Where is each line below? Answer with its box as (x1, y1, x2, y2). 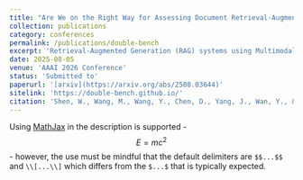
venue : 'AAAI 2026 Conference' (9, 64, 127, 73)
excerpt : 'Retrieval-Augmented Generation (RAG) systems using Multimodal (9, 47, 297, 56)
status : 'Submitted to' (9, 72, 99, 81)
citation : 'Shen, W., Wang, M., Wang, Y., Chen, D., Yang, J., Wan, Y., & (9, 96, 297, 106)
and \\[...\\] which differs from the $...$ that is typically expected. (9, 161, 266, 172)
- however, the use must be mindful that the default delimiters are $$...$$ (9, 151, 283, 162)
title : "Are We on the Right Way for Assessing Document (9, 13, 228, 22)
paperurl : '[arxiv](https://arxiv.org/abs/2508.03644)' (9, 80, 224, 89)
